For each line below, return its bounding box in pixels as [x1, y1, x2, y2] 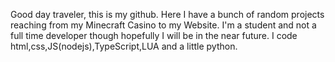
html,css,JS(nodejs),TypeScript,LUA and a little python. [10, 40, 238, 52]
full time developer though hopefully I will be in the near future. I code [10, 30, 298, 41]
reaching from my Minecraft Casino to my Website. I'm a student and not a [10, 19, 317, 31]
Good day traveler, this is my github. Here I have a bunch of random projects [10, 9, 325, 20]
